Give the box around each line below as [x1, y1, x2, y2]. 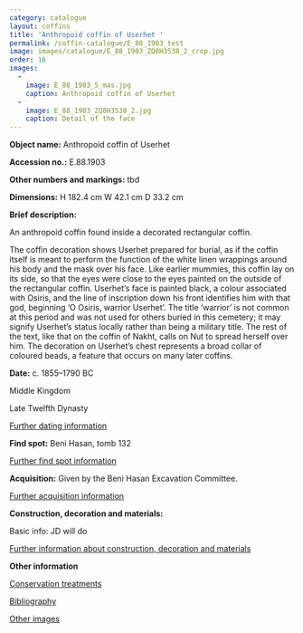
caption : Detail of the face [25, 114, 136, 123]
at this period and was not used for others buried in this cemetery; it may [9, 312, 281, 322]
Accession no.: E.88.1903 [9, 157, 106, 168]
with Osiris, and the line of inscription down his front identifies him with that [9, 293, 291, 303]
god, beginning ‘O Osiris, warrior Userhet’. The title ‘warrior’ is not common [9, 302, 289, 313]
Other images [9, 613, 61, 625]
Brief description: [9, 209, 77, 220]
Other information [9, 561, 79, 571]
